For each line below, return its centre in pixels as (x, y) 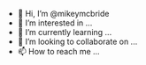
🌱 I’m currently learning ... (65, 32)
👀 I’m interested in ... (55, 23)
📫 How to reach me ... (58, 51)
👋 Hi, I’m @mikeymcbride (63, 14)
